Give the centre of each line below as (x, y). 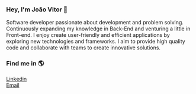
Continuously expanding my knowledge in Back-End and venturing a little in (98, 29)
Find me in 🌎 (25, 64)
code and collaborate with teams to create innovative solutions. (83, 48)
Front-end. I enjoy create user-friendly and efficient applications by (88, 35)
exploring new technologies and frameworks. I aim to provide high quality (96, 42)
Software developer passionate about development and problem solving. (95, 23)
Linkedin (17, 79)
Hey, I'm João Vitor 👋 (37, 10)
